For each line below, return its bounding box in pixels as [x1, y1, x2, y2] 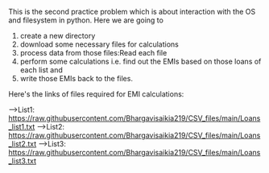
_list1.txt [8, 122, 35, 131]
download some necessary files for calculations [19, 39, 179, 49]
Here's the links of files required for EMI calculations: [8, 89, 184, 99]
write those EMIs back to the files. [19, 74, 133, 83]
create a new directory [19, 31, 96, 40]
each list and [19, 65, 63, 75]
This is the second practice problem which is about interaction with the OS [8, 7, 256, 16]
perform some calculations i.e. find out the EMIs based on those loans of [19, 56, 262, 66]
